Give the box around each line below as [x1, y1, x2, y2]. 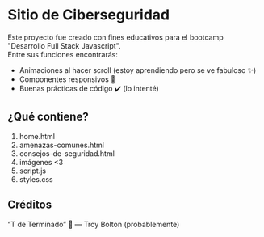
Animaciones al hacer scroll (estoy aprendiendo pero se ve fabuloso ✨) [19, 65, 257, 74]
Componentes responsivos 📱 [19, 74, 116, 84]
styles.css [19, 174, 53, 184]
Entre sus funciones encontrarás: [7, 49, 119, 59]
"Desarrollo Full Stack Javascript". [7, 40, 122, 50]
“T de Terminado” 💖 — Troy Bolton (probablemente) [7, 219, 180, 229]
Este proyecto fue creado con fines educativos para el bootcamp [7, 32, 224, 42]
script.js [19, 166, 46, 176]
